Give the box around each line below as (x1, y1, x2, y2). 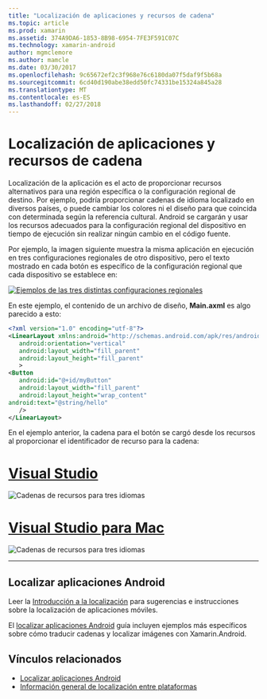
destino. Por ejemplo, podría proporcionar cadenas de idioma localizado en (8, 195, 254, 205)
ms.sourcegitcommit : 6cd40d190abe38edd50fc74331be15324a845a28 (8, 78, 222, 86)
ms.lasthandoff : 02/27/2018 (8, 100, 102, 108)
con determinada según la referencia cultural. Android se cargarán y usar (8, 212, 249, 222)
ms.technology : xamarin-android (8, 41, 115, 49)
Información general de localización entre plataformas (19, 681, 197, 691)
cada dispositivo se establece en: (8, 270, 118, 280)
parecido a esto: (8, 309, 62, 319)
